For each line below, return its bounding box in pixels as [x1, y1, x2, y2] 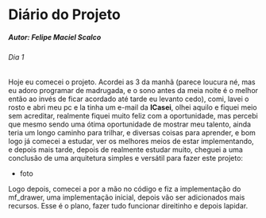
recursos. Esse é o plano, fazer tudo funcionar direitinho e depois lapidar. [8, 200, 249, 210]
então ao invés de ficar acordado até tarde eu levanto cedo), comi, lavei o [8, 94, 249, 103]
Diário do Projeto [8, 6, 121, 24]
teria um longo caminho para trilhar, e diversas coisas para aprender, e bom [8, 127, 256, 137]
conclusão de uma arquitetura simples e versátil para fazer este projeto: [8, 153, 244, 162]
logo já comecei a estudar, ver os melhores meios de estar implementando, [8, 136, 254, 146]
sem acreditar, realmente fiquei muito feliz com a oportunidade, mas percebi [8, 111, 258, 120]
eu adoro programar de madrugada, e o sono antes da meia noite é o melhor [8, 85, 259, 95]
